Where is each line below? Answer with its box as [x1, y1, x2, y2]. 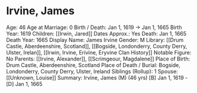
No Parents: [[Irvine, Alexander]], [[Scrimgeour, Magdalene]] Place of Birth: [6, 55, 190, 62]
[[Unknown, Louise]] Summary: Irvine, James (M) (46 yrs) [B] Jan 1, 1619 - [6, 74, 188, 81]
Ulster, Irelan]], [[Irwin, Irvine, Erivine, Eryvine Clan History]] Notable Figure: [6, 49, 192, 56]
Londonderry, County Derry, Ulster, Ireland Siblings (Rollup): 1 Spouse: [6, 68, 178, 75]
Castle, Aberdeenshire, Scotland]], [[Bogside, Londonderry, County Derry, [6, 43, 188, 50]
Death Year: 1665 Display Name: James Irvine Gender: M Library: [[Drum [6, 36, 184, 43]
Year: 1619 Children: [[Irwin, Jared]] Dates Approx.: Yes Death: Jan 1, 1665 [6, 30, 187, 37]
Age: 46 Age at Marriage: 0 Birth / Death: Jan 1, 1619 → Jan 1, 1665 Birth [6, 24, 182, 31]
